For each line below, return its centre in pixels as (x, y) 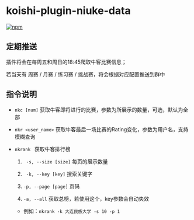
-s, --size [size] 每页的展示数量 (67, 161)
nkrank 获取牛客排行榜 (42, 149)
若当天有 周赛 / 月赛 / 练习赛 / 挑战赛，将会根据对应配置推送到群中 (86, 74)
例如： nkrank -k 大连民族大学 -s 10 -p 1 (72, 211)
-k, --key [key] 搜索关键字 (59, 174)
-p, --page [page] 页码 (51, 186)
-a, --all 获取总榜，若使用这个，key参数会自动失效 (86, 198)
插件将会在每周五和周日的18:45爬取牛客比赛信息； (66, 62)
